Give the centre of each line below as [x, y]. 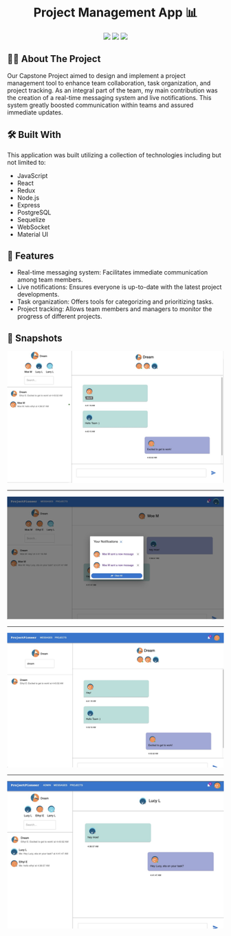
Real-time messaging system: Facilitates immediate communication [112, 272]
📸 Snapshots [35, 338]
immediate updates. [35, 112]
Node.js [28, 197]
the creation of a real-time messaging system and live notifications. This [109, 97]
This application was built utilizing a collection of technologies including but [114, 155]
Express [29, 205]
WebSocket [33, 227]
